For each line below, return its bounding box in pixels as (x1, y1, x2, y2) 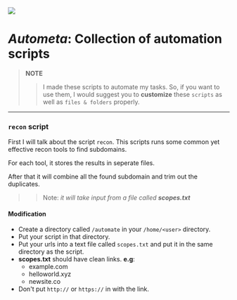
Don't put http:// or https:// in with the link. (18, 285, 150, 294)
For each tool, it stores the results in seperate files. (8, 159, 155, 167)
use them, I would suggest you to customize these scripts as (42, 90, 222, 98)
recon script (8, 122, 49, 131)
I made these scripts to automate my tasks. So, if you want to (42, 82, 220, 91)
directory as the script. (18, 247, 84, 256)
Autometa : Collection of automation (8, 31, 222, 47)
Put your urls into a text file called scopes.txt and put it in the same (18, 240, 213, 249)
